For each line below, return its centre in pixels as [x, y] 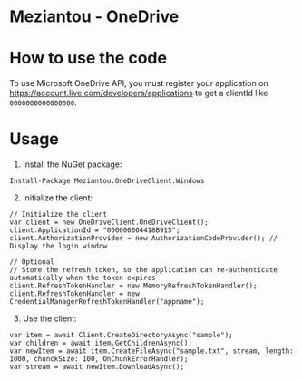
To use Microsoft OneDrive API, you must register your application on [139, 83]
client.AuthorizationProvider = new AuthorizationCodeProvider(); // [144, 239]
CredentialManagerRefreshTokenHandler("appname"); [107, 302]
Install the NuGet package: [72, 164]
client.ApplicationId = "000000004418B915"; [95, 230]
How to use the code [88, 58]
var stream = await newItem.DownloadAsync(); [97, 367]
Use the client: [49, 318]
